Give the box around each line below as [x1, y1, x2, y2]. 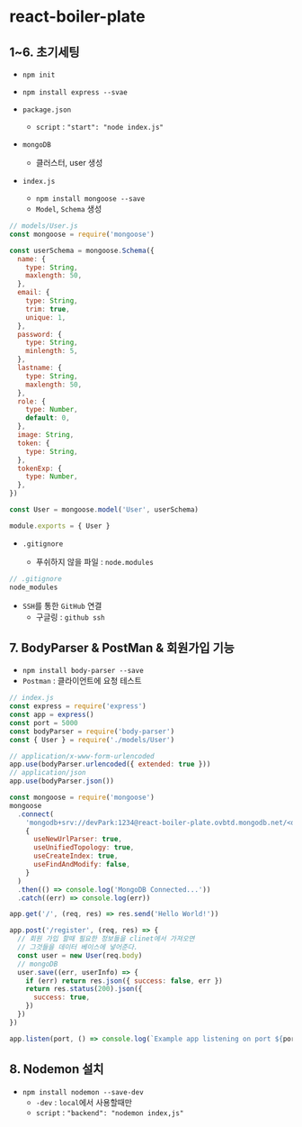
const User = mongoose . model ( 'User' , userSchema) [9, 505, 200, 514]
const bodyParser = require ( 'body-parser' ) [9, 727, 175, 736]
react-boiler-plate [9, 6, 146, 27]
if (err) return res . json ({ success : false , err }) [25, 976, 223, 986]
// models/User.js [9, 222, 78, 231]
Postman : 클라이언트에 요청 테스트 [22, 676, 142, 686]
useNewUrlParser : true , [32, 835, 123, 844]
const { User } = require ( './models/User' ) [9, 735, 175, 744]
